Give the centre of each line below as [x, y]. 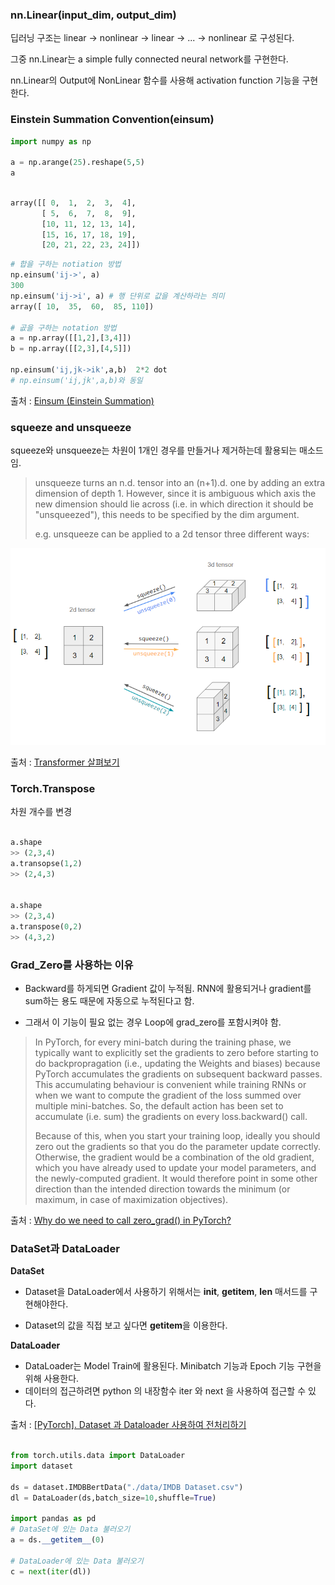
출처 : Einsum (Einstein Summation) [82, 400]
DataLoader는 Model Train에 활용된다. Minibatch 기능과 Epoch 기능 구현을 [173, 1366]
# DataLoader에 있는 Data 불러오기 [77, 1561]
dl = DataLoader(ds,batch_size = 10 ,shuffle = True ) [113, 1498]
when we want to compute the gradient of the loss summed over [168, 1095]
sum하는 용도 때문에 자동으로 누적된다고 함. [109, 1001]
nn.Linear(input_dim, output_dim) [93, 15]
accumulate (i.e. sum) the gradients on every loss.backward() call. [171, 1117]
